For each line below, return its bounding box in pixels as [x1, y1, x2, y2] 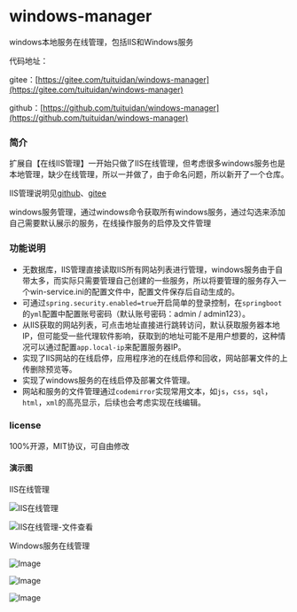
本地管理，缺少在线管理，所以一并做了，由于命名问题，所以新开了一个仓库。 [9, 169, 289, 180]
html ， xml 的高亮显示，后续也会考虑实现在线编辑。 [21, 397, 206, 407]
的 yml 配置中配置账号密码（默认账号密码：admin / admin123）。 [21, 308, 251, 319]
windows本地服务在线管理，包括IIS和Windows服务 [9, 36, 194, 47]
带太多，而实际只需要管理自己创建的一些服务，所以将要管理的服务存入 [21, 275, 279, 285]
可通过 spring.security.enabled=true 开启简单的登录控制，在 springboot [21, 297, 282, 307]
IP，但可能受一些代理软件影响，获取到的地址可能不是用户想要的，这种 [21, 330, 278, 341]
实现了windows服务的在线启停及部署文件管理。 [21, 375, 195, 385]
